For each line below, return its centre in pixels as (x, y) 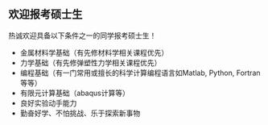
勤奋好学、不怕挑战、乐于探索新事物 (80, 113)
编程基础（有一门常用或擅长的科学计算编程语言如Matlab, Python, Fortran (140, 73)
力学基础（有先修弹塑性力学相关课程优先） (91, 62)
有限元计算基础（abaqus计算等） (75, 93)
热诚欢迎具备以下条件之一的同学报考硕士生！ (82, 35)
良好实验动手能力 (48, 102)
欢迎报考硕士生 (45, 15)
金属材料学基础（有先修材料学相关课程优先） (94, 52)
